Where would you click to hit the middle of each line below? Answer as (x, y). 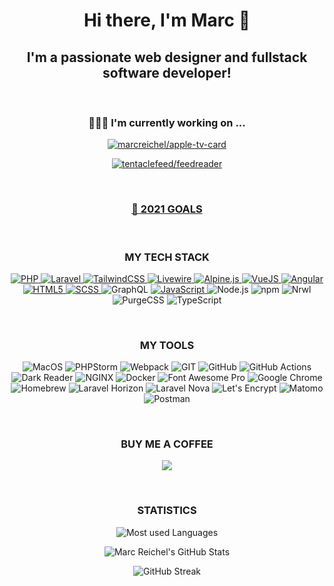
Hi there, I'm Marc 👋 (167, 20)
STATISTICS (167, 511)
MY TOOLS (167, 345)
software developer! (167, 72)
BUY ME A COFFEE (167, 444)
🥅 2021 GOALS (167, 209)
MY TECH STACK (167, 257)
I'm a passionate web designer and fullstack (167, 57)
